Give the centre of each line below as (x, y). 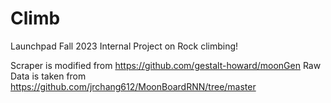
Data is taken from (48, 76)
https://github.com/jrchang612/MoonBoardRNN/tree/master (133, 86)
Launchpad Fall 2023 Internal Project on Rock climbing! (124, 46)
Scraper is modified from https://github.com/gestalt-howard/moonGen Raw (166, 65)
